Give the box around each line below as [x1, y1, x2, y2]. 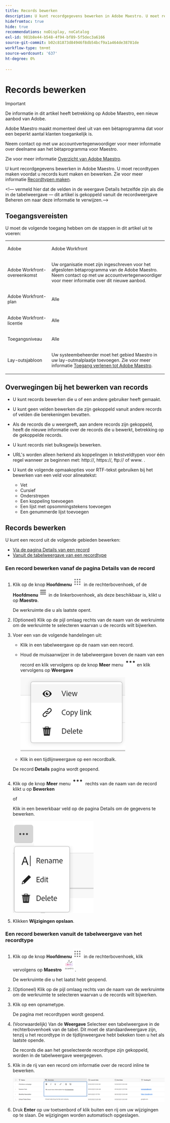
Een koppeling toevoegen [20, 498, 73, 504]
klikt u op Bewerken [12, 786, 55, 792]
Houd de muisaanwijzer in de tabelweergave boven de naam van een [20, 651, 164, 657]
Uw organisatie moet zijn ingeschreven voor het [51, 261, 151, 267]
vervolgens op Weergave [20, 667, 73, 673]
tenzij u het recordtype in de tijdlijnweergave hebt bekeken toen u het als [12, 1031, 164, 1038]
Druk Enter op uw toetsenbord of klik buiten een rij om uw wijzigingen [12, 1107, 158, 1113]
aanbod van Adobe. [5, 116, 47, 122]
